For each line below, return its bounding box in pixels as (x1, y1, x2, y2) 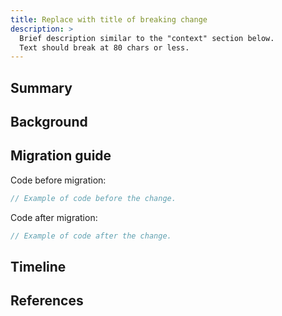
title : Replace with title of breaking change (10, 14, 208, 25)
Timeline (10, 258, 67, 275)
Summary (10, 79, 73, 96)
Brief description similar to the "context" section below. (19, 33, 275, 43)
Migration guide (10, 147, 112, 165)
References (10, 292, 84, 310)
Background (10, 114, 88, 131)
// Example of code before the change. (10, 193, 177, 203)
